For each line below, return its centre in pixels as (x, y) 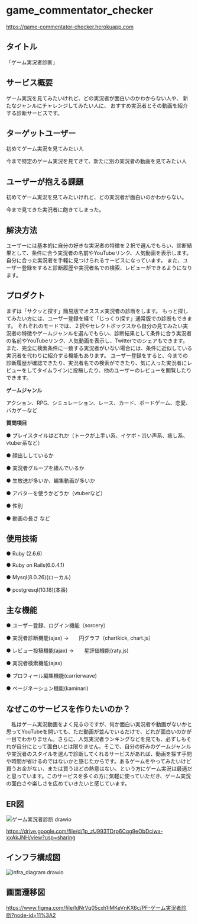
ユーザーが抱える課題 (45, 182)
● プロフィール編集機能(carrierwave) (52, 676)
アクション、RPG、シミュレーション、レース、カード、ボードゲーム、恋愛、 (98, 403)
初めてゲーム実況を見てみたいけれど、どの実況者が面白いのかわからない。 (97, 197)
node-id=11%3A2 (35, 915)
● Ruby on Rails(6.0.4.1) (35, 565)
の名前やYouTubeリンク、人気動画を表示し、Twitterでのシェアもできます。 (97, 341)
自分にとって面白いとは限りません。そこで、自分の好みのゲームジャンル (104, 746)
